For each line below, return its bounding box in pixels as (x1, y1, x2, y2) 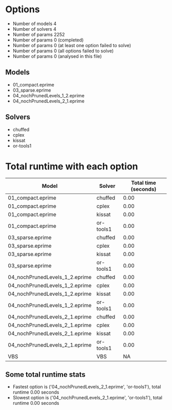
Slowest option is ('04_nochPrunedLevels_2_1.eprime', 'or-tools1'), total (12, 395, 163, 401)
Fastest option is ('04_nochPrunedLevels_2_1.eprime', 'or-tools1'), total (12, 384, 161, 390)
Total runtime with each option (5, 160, 138, 172)
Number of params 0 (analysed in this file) (12, 53, 102, 59)
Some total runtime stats (5, 370, 86, 379)
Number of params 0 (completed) (12, 37, 84, 43)
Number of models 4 (12, 20, 57, 27)
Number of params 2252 (12, 31, 65, 37)
